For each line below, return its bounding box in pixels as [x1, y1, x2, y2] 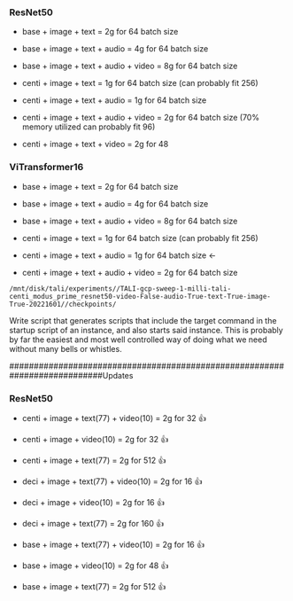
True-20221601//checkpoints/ [9, 300, 117, 308]
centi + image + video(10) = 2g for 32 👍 [21, 433, 169, 444]
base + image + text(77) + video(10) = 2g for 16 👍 [21, 539, 205, 550]
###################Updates [9, 370, 134, 380]
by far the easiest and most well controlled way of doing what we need [9, 334, 267, 345]
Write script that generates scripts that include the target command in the [9, 315, 277, 325]
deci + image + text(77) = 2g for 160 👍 [21, 518, 165, 528]
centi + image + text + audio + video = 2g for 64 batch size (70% [21, 113, 259, 123]
